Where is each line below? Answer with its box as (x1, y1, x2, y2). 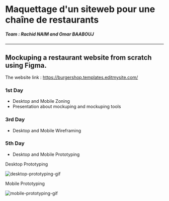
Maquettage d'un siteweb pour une (5, 4, 155, 15)
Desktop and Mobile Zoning (12, 98, 70, 104)
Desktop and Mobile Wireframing (12, 127, 81, 133)
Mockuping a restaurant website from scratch (5, 53, 152, 62)
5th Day (5, 140, 25, 147)
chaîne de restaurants (5, 14, 99, 26)
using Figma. (5, 61, 47, 70)
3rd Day (5, 116, 25, 123)
